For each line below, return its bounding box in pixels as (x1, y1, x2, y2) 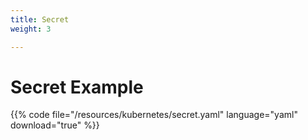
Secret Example (10, 76, 144, 98)
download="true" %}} (10, 119, 100, 131)
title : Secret (10, 14, 70, 25)
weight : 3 (10, 24, 52, 34)
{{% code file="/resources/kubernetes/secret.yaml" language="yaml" (10, 109, 298, 121)
